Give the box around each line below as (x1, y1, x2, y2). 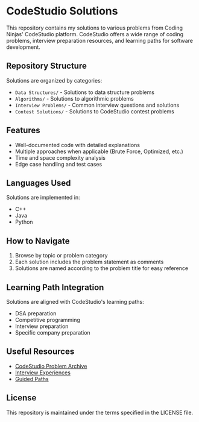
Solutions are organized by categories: (6, 77, 103, 84)
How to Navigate (6, 236, 71, 246)
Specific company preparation (14, 329, 90, 336)
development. (6, 43, 40, 51)
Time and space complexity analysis (14, 154, 106, 161)
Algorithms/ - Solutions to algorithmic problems (14, 95, 134, 102)
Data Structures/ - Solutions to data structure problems (14, 89, 155, 96)
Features (6, 125, 40, 136)
